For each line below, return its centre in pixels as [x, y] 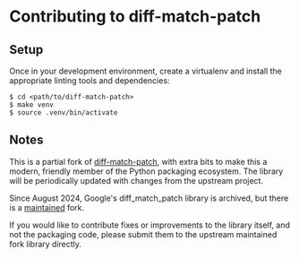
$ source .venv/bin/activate [64, 113]
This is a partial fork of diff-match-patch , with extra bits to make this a [138, 161]
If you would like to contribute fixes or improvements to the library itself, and [150, 225]
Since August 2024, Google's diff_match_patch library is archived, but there [149, 198]
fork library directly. [46, 244]
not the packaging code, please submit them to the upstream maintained [143, 234]
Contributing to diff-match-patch [135, 17]
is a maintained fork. [47, 207]
